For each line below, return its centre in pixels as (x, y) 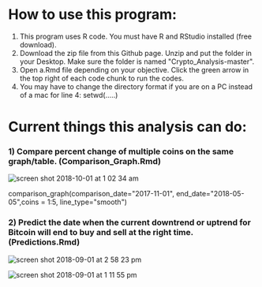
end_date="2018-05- (210, 194)
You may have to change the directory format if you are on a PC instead (136, 86)
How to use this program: (93, 15)
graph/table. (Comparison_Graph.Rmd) (85, 162)
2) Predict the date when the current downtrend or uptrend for (129, 222)
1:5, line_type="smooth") (87, 202)
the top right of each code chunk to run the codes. (101, 78)
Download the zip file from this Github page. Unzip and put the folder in (136, 53)
